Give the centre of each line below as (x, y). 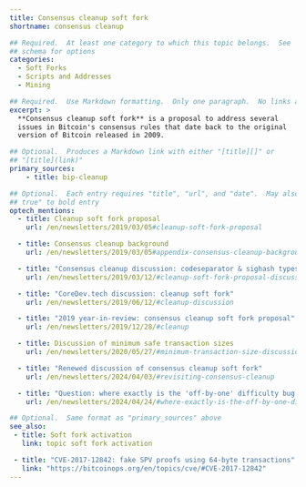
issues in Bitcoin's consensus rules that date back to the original (152, 127)
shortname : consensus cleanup (67, 26)
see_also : (28, 427)
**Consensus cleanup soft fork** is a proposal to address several (148, 118)
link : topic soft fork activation (87, 443)
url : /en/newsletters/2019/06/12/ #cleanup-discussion (130, 302)
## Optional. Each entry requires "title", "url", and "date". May (144, 193)
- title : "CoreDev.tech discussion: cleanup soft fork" (126, 294)
